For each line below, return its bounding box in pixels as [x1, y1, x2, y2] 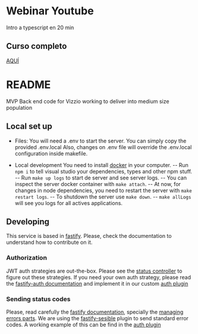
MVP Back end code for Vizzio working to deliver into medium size [6, 97, 169, 105]
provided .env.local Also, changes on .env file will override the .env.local [14, 143, 192, 150]
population [6, 104, 33, 111]
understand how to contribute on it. [6, 239, 93, 246]
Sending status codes [6, 295, 71, 303]
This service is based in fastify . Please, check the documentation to [6, 233, 172, 240]
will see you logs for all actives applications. [14, 199, 123, 206]
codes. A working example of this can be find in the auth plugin [6, 321, 162, 328]
